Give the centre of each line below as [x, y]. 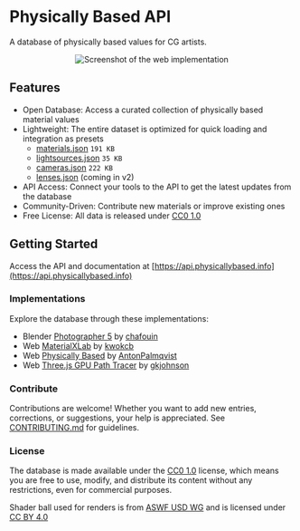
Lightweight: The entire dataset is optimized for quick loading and [145, 129]
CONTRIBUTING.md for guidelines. [75, 428]
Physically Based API [90, 17]
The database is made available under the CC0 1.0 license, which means [144, 471]
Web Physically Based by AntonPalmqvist [100, 355]
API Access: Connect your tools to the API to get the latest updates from [157, 187]
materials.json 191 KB [75, 148]
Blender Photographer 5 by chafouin [90, 336]
